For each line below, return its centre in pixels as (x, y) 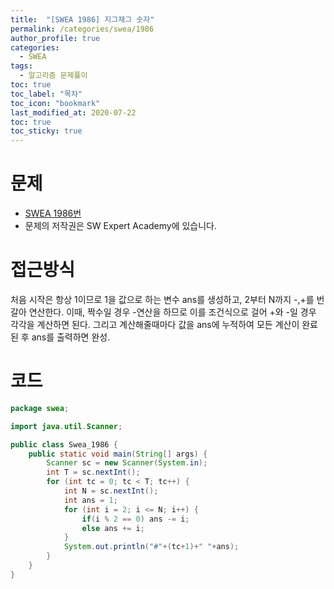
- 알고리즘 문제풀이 (53, 76)
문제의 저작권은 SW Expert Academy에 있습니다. (121, 226)
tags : (21, 66)
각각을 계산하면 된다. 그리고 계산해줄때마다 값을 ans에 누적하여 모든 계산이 (155, 324)
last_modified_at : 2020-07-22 (73, 112)
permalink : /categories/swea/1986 (82, 29)
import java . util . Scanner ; (66, 426)
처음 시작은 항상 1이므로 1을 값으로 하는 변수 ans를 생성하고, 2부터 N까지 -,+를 (162, 299)
